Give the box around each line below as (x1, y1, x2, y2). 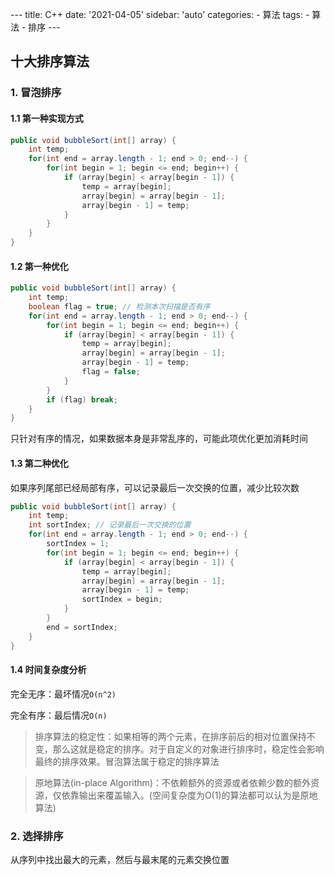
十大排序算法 (10, 53, 90, 70)
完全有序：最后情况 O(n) (10, 709, 108, 721)
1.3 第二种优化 (10, 457, 69, 469)
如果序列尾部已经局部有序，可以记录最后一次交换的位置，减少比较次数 (10, 481, 300, 493)
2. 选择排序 (10, 829, 64, 843)
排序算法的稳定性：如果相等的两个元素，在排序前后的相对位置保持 (34, 730, 307, 742)
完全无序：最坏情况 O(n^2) (10, 688, 117, 700)
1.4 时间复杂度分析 (10, 664, 87, 676)
